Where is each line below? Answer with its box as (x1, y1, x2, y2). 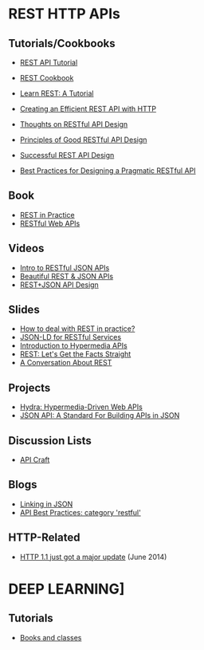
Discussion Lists (8, 434, 92, 447)
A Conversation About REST (19, 358, 112, 368)
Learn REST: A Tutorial (19, 89, 94, 98)
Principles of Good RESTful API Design (19, 135, 147, 144)
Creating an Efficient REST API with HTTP (19, 104, 157, 113)
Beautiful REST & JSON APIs (19, 271, 114, 281)
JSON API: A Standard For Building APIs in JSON (19, 411, 180, 420)
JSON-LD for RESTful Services (19, 333, 122, 342)
